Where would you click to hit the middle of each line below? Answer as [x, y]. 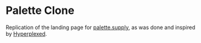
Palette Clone [40, 11]
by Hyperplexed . [26, 33]
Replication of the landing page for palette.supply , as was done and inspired [100, 27]
